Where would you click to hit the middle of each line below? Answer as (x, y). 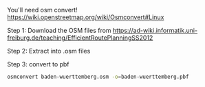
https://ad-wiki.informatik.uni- (155, 30)
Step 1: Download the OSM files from (59, 30)
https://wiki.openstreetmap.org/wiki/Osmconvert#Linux (86, 17)
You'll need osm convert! (42, 10)
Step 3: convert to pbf (39, 64)
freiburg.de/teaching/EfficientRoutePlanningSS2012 (80, 38)
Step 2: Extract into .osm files (49, 51)
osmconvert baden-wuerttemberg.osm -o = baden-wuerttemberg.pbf (98, 77)
